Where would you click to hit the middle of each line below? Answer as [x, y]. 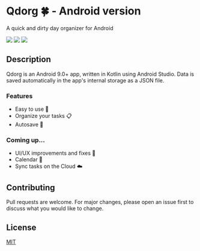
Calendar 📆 [29, 160]
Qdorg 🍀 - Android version [74, 11]
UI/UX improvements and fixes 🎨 [55, 153]
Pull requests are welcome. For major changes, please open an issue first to [100, 202]
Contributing [31, 187]
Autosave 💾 [29, 125]
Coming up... [26, 140]
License [21, 227]
